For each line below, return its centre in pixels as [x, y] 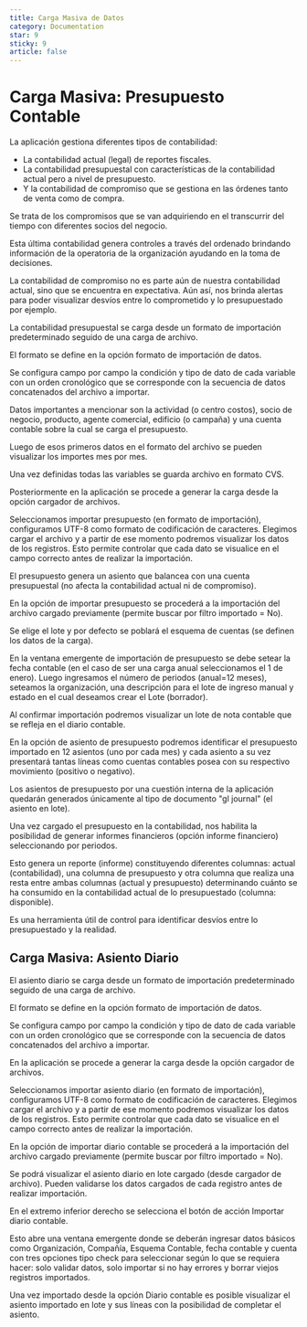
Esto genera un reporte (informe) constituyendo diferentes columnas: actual [153, 864]
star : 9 [24, 35]
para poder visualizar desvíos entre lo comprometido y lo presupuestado [146, 300]
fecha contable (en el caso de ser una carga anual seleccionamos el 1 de [146, 668]
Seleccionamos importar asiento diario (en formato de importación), [137, 1089]
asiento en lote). [40, 809]
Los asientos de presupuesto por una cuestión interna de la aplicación [142, 789]
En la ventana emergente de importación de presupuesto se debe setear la [150, 658]
